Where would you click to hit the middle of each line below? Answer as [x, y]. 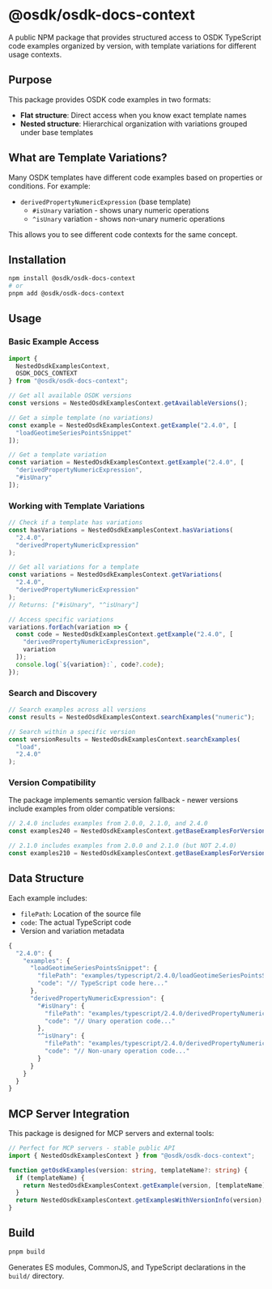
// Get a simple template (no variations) [81, 418]
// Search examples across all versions [78, 710]
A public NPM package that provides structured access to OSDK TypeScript [135, 37]
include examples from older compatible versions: [92, 809]
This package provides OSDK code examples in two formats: [110, 100]
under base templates [57, 132]
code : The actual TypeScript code [76, 922]
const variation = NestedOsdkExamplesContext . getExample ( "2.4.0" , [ [126, 463]
